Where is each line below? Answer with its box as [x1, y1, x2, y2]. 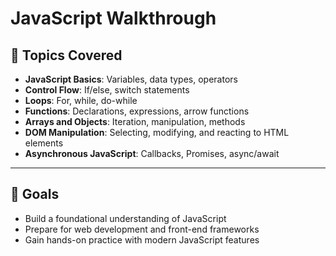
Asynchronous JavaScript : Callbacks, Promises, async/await [24, 148, 280, 159]
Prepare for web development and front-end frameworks [24, 223, 260, 235]
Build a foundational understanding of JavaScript [24, 212, 227, 224]
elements [24, 137, 64, 149]
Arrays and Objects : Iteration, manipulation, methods [24, 116, 246, 127]
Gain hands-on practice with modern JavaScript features [24, 233, 260, 246]
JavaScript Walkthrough [10, 7, 217, 30]
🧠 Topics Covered [10, 47, 123, 64]
